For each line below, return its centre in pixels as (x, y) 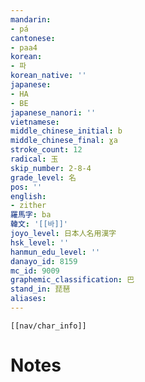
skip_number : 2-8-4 (51, 168)
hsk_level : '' (40, 242)
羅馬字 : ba (31, 215)
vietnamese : (35, 122)
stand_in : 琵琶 (40, 289)
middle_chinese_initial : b (66, 131)
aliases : (28, 299)
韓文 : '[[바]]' (39, 224)
